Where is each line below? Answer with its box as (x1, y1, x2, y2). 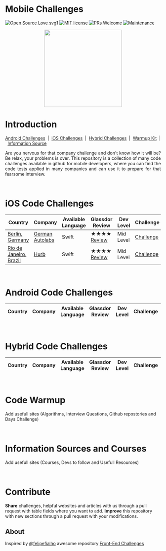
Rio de (7, 244, 23, 251)
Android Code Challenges (5, 287, 113, 298)
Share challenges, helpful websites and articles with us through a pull (5, 503, 147, 508)
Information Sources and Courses (5, 443, 147, 454)
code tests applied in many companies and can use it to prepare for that (5, 166, 161, 172)
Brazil (7, 257, 21, 264)
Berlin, (7, 230, 23, 237)
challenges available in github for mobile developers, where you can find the (5, 160, 161, 166)
